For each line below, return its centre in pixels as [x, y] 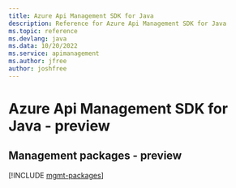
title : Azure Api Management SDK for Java [81, 16]
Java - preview [60, 126]
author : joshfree [38, 69]
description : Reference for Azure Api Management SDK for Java [118, 23]
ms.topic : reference [43, 31]
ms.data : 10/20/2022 [43, 46]
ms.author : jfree [38, 62]
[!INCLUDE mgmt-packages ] [56, 175]
